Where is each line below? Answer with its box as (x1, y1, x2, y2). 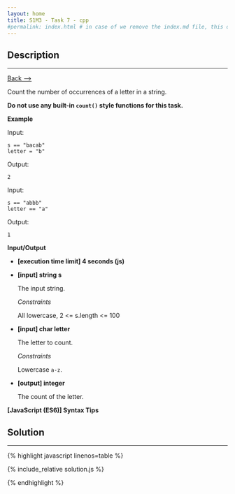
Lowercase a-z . (17, 365, 63, 374)
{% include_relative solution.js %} (7, 465, 105, 473)
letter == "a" (7, 205, 49, 213)
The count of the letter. (17, 393, 84, 401)
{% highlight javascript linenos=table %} (7, 451, 124, 460)
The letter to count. (17, 338, 73, 347)
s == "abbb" (7, 200, 42, 207)
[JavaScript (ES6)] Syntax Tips (7, 406, 99, 414)
